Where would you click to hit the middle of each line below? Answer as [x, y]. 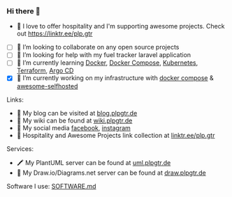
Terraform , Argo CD [45, 71]
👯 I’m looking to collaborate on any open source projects [98, 47]
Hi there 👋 [24, 11]
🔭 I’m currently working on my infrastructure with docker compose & [115, 78]
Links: [15, 100]
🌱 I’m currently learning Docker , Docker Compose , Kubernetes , [107, 63]
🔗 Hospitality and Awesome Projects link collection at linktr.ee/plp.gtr [116, 135]
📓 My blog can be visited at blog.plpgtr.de [77, 113]
